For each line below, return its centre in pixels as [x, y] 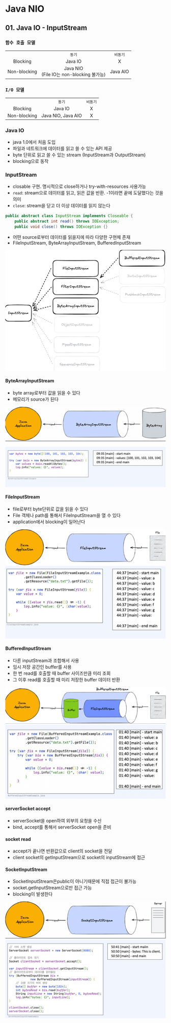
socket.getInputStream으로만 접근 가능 [52, 888]
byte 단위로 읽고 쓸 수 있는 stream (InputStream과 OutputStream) [79, 155]
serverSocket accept [28, 809]
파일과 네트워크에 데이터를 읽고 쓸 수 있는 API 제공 [62, 148]
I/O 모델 [15, 90]
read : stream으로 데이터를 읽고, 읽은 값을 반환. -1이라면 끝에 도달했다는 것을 [88, 193]
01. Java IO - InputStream [46, 28]
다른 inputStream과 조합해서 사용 [46, 660]
